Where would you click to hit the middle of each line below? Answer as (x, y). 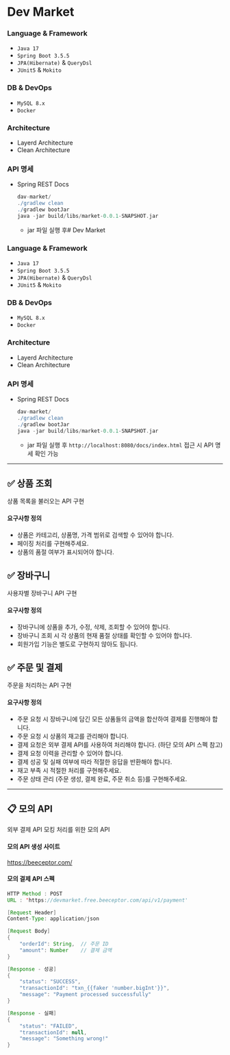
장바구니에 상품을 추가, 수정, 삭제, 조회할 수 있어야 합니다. (93, 627)
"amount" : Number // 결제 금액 (66, 950)
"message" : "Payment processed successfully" (86, 995)
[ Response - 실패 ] (32, 1013)
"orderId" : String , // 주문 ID (64, 944)
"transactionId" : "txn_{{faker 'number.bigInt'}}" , (94, 988)
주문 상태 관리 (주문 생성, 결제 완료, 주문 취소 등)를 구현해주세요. (102, 779)
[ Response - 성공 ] (32, 969)
